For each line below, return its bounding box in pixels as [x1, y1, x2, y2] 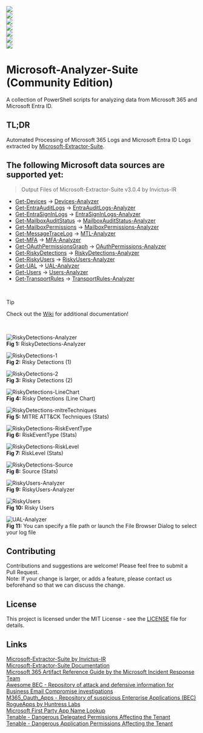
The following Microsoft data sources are [6, 160, 165, 171]
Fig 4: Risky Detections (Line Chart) [6, 394, 96, 402]
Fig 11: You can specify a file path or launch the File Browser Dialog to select [6, 522, 197, 529]
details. [6, 622, 25, 629]
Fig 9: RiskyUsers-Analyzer [6, 485, 75, 493]
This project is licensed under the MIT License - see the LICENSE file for [6, 615, 187, 623]
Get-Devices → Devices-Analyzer [15, 197, 99, 204]
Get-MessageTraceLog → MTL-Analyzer [15, 229, 116, 237]
